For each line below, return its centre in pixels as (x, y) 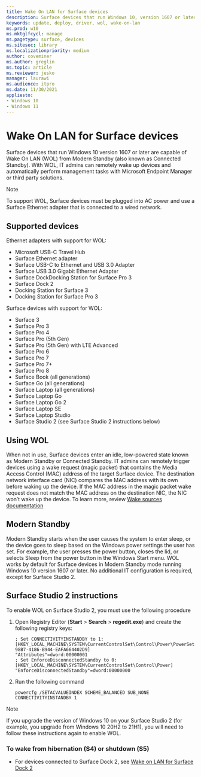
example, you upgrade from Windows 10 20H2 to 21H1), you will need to (95, 727)
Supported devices (42, 226)
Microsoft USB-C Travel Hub (50, 252)
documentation (25, 505)
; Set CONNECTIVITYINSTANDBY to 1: (59, 639)
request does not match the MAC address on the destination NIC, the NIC (97, 493)
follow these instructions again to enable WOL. (64, 733)
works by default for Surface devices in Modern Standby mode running (94, 564)
